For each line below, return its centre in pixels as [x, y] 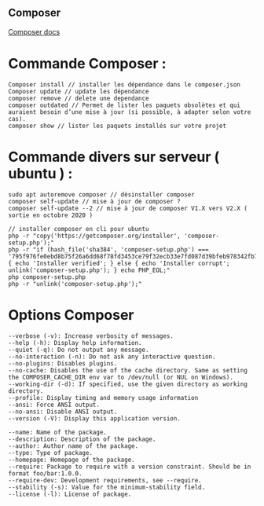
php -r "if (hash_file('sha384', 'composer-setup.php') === [109, 249]
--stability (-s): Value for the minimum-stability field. [107, 487]
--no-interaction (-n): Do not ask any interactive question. [112, 357]
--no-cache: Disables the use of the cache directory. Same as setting [128, 370]
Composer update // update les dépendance [79, 91]
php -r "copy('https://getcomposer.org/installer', [94, 236]
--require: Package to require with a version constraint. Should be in [130, 467]
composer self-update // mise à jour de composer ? [94, 201]
